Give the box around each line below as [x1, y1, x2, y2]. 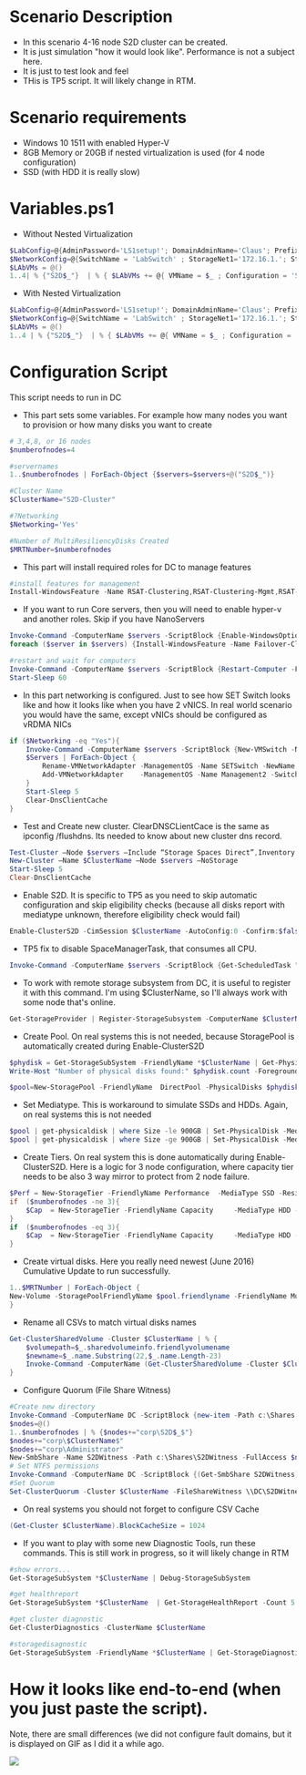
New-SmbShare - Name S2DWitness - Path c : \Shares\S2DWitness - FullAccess [9, 1453, 287, 1462]
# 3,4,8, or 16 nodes [9, 436, 92, 446]
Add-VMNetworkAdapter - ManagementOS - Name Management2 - [42, 770, 275, 780]
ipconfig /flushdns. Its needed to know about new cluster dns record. [22, 830, 282, 841]
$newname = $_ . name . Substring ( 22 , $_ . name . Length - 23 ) [25, 1351, 222, 1360]
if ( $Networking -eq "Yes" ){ [9, 736, 120, 745]
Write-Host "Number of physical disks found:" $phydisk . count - [9, 1066, 259, 1076]
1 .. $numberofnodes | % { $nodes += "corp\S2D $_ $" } [9, 1428, 194, 1437]
